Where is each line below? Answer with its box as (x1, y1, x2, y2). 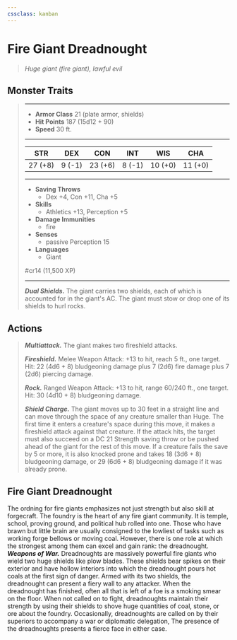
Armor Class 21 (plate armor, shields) (35, 110, 145, 119)
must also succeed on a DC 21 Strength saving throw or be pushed (24, 435, 219, 443)
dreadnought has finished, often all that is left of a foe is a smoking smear (7, 587, 221, 595)
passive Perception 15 (45, 238, 110, 246)
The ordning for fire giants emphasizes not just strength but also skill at (7, 504, 214, 513)
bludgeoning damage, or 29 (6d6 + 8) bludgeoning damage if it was (24, 458, 222, 466)
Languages (35, 245, 69, 254)
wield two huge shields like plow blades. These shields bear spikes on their (7, 557, 226, 565)
